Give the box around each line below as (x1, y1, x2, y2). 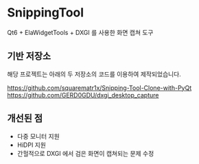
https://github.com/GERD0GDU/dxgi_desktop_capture (7, 91, 159, 99)
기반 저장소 (7, 50, 51, 62)
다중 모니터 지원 (16, 132, 60, 140)
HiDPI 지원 (16, 141, 47, 149)
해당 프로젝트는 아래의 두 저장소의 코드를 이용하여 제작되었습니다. (7, 70, 182, 78)
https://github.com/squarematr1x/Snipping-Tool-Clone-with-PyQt (7, 84, 192, 92)
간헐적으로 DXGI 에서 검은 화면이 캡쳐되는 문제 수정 (16, 149, 154, 157)
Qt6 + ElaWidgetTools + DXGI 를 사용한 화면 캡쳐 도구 (7, 28, 154, 36)
